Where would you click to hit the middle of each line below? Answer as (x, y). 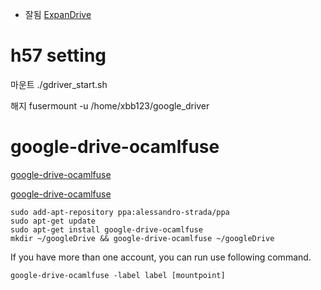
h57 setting (58, 55)
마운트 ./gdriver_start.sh (59, 84)
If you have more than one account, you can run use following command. (161, 257)
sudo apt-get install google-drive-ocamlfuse (106, 229)
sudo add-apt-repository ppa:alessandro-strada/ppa (120, 212)
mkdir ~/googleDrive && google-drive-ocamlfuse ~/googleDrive (142, 238)
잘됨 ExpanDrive (58, 14)
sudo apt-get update (53, 221)
